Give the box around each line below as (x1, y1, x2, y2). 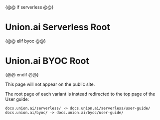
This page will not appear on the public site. (5, 81, 95, 87)
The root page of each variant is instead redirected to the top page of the (5, 91, 156, 97)
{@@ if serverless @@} (5, 4, 54, 10)
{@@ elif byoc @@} (5, 38, 46, 44)
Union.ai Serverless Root (5, 22, 111, 33)
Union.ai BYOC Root (5, 56, 90, 66)
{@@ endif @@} (5, 71, 39, 77)
